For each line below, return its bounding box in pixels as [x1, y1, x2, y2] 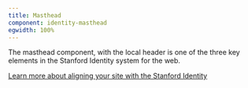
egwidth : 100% [8, 26, 55, 34]
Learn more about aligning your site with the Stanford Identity [8, 71, 208, 81]
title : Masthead [8, 11, 61, 20]
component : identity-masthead [8, 19, 108, 27]
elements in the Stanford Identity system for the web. [8, 56, 181, 65]
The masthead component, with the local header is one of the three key [8, 48, 240, 57]
